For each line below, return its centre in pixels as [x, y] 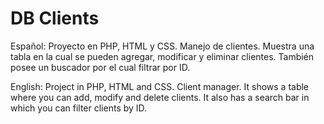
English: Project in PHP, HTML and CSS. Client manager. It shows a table [160, 86]
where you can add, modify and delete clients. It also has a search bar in [160, 97]
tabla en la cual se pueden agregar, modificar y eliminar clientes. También [162, 56]
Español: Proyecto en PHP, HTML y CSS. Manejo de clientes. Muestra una [162, 46]
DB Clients [55, 18]
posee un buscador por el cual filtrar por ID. [100, 67]
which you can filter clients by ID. [79, 108]
